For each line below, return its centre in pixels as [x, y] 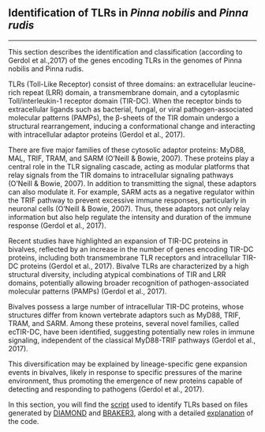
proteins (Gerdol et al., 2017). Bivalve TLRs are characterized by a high [134, 266]
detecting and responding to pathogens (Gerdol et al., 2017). [106, 389]
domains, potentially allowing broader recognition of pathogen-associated [129, 282]
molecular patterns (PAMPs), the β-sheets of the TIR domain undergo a [124, 117]
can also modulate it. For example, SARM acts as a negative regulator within [131, 191]
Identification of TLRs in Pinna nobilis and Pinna [128, 13]
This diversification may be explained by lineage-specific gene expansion [128, 364]
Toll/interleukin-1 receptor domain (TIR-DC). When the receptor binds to [125, 100]
